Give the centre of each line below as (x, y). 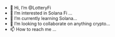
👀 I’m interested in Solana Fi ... (41, 13)
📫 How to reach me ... (33, 29)
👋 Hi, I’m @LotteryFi (30, 8)
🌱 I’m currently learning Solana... (43, 18)
